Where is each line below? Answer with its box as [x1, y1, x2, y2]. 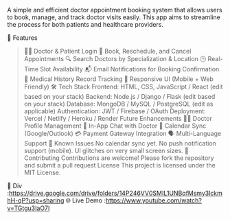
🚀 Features [7, 34, 38, 42]
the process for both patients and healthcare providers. [7, 21, 163, 28]
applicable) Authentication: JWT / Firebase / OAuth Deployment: [23, 107, 206, 115]
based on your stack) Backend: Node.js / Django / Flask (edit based [23, 93, 216, 100]
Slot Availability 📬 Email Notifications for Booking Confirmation [40, 65, 220, 73]
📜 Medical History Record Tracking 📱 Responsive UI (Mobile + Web [23, 75, 214, 83]
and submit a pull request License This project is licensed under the [23, 161, 216, 169]
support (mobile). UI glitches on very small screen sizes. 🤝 [23, 147, 189, 154]
